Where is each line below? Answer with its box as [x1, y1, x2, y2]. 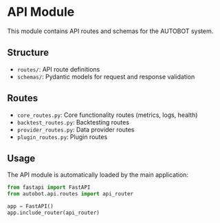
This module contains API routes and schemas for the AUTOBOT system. [7, 27, 214, 35]
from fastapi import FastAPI [7, 184, 91, 191]
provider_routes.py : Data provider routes [16, 125, 135, 134]
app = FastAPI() [7, 203, 54, 210]
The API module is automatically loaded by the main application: [7, 171, 189, 179]
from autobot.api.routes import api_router [7, 191, 134, 198]
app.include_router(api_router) [7, 209, 100, 216]
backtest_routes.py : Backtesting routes [16, 118, 129, 126]
